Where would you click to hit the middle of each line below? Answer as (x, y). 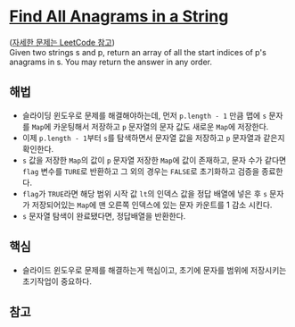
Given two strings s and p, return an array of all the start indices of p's (138, 52)
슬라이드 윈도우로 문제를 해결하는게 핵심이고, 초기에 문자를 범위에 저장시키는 (154, 270)
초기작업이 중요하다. (57, 281)
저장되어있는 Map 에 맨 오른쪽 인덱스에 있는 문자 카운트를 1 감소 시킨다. (152, 205)
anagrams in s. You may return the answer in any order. (111, 62)
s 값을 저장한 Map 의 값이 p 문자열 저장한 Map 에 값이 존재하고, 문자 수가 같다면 (154, 160)
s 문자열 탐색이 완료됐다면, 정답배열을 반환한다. (104, 215)
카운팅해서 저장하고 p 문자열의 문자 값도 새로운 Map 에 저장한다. (161, 126)
